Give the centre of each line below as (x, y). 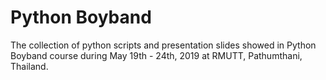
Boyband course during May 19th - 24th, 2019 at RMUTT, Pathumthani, (156, 55)
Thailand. (29, 66)
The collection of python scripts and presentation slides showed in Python (163, 45)
